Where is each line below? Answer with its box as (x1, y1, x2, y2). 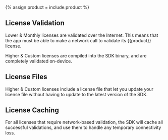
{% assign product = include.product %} (5, 5, 90, 10)
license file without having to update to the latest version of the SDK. (5, 91, 148, 97)
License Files (5, 73, 47, 81)
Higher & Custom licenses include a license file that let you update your (5, 86, 154, 92)
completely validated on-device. (5, 58, 72, 64)
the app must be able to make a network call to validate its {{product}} (5, 37, 151, 43)
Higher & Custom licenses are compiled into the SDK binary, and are (5, 52, 147, 58)
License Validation (5, 19, 65, 27)
